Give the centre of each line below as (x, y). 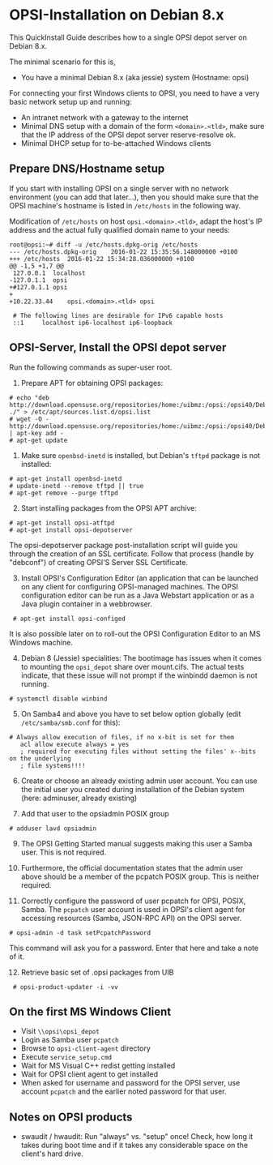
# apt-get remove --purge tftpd (64, 493)
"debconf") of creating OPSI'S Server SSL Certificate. (99, 562)
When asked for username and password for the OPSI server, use (130, 1083)
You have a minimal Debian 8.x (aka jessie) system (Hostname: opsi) (135, 77)
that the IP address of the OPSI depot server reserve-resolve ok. (128, 135)
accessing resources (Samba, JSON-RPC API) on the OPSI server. (131, 918)
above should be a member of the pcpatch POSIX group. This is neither (140, 876)
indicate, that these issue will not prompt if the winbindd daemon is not (139, 675)
